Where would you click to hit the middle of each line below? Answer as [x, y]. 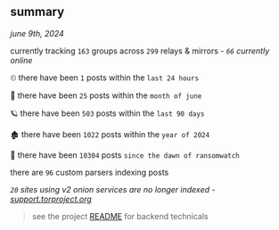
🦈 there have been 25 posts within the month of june [106, 95]
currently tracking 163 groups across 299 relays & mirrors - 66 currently [140, 51]
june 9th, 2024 [37, 33]
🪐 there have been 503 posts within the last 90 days [107, 113]
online [21, 60]
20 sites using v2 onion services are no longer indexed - [113, 189]
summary [37, 12]
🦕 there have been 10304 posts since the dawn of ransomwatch [125, 155]
